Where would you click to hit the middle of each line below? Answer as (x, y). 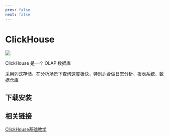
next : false (18, 15)
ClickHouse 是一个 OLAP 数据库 (38, 63)
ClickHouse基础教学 (26, 129)
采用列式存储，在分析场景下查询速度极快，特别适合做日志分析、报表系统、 (82, 74)
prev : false (18, 10)
